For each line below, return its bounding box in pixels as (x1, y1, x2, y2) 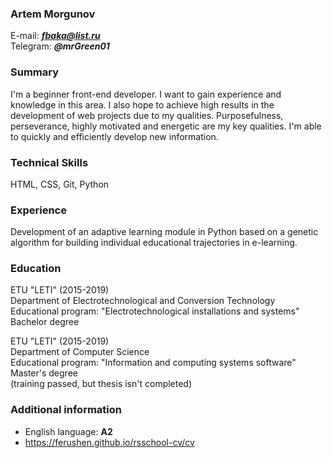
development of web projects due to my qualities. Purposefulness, (10, 109, 284, 121)
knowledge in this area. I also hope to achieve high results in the (10, 98, 275, 111)
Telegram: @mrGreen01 (10, 40, 110, 52)
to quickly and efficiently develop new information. (10, 130, 219, 142)
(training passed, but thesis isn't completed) (10, 378, 193, 390)
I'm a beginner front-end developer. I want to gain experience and (10, 88, 282, 100)
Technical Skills (10, 155, 89, 169)
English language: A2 (24, 425, 113, 437)
